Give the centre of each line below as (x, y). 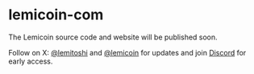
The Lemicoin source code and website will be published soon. (113, 37)
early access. (31, 61)
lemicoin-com (56, 15)
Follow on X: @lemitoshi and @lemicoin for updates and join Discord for (127, 52)
